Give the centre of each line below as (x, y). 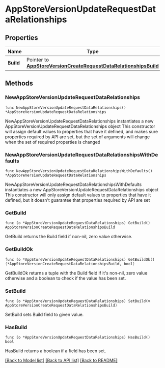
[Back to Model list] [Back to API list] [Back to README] (61, 361)
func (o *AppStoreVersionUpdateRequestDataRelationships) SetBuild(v (78, 301)
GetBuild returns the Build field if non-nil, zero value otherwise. (69, 237)
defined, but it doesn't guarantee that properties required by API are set (78, 200)
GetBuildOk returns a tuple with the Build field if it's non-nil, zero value (76, 273)
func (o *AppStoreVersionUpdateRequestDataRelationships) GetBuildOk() (80, 259)
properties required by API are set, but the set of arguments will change (78, 137)
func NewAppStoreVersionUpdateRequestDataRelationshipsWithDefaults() (79, 171)
